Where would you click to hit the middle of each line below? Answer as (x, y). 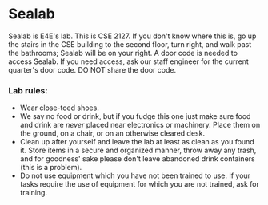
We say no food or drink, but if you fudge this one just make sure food (135, 116)
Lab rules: (28, 90)
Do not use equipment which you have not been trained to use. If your (135, 175)
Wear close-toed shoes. (60, 108)
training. (34, 193)
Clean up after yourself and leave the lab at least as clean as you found (137, 142)
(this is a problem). (51, 168)
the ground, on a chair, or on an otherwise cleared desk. (112, 133)
